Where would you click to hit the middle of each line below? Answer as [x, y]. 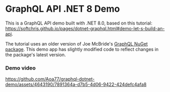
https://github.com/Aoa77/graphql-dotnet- [50, 79]
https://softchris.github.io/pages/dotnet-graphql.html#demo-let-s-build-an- [85, 28]
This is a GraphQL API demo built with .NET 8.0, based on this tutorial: [79, 23]
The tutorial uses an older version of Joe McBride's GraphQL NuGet [77, 43]
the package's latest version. [36, 55]
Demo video [20, 68]
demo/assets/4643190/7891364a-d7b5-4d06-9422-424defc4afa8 [76, 84]
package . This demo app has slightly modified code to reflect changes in [82, 49]
